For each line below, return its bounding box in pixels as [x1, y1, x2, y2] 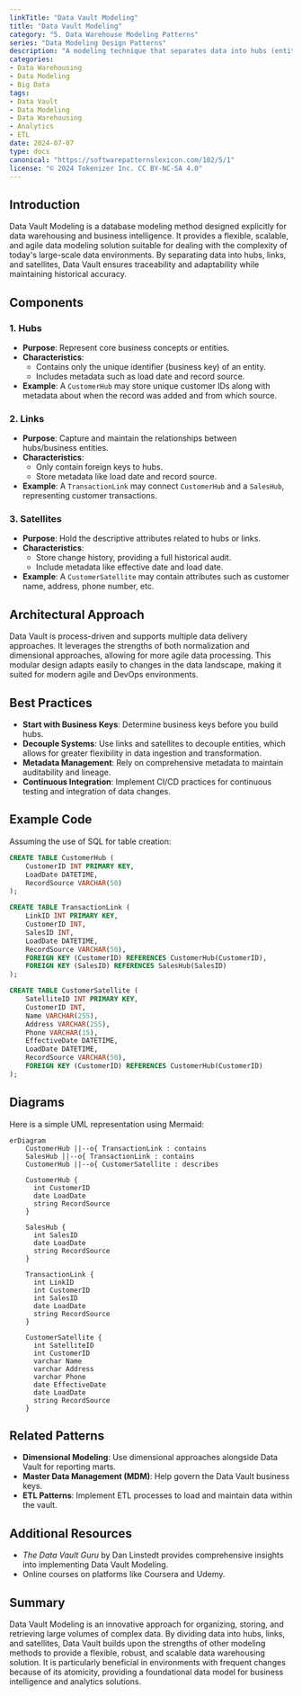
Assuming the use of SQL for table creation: [9, 836, 172, 847]
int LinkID [32, 1278, 75, 1287]
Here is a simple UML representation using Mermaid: [9, 1118, 205, 1129]
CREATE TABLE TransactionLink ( [9, 903, 130, 912]
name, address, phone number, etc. [22, 581, 155, 592]
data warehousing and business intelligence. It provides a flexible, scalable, [9, 230, 289, 241]
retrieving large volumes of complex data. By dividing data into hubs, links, [9, 1629, 286, 1639]
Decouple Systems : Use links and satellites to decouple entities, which [22, 739, 286, 749]
